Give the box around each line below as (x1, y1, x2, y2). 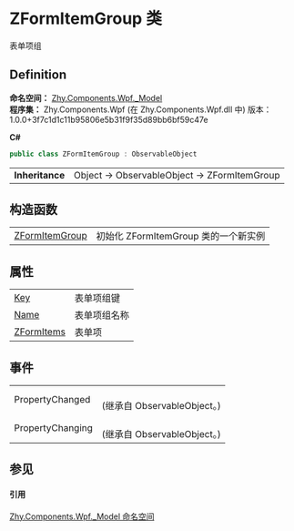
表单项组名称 (74, 309, 130, 322)
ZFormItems (14, 325, 66, 338)
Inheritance (14, 168, 66, 181)
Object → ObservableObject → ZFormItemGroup (74, 168, 280, 181)
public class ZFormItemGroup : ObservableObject (9, 149, 198, 158)
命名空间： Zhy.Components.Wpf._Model (9, 92, 163, 103)
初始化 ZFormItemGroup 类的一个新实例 (96, 230, 266, 242)
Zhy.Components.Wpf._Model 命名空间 (9, 511, 155, 522)
